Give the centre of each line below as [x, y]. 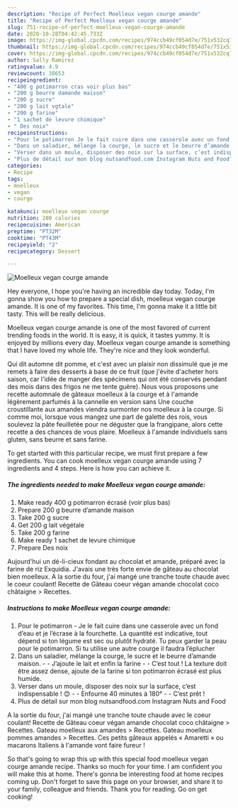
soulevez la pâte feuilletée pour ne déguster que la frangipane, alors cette [115, 425]
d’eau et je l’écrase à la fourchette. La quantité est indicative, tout [112, 633]
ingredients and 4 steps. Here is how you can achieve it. [89, 469]
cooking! [20, 797]
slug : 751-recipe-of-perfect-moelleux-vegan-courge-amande [96, 27]
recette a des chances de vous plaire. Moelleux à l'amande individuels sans [118, 432]
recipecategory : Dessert [44, 251]
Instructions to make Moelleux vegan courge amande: [89, 608]
